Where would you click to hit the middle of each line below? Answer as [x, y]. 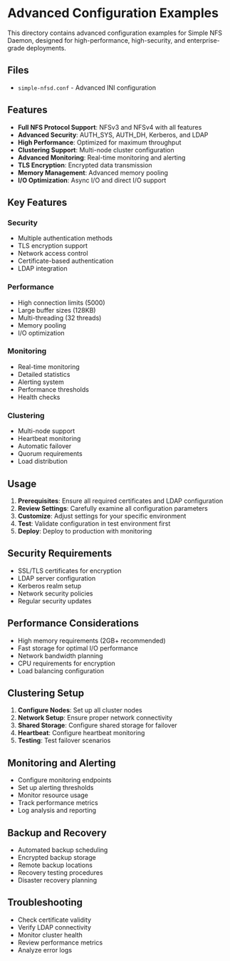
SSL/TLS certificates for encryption [70, 571]
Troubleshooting [45, 903]
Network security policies [55, 593]
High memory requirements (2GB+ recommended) [92, 640]
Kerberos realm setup [49, 586]
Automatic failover [45, 446]
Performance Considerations [73, 624]
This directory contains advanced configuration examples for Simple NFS [115, 33]
